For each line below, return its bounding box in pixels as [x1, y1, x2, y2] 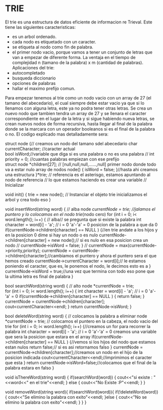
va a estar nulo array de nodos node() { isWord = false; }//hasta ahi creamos [5, 166, 158, 172]
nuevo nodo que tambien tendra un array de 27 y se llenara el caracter [5, 110, 147, 116]
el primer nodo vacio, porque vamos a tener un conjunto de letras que [12, 49, 153, 55]
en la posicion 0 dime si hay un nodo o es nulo [5, 232, 98, 238]
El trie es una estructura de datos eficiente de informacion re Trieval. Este [5, 19, 152, 25]
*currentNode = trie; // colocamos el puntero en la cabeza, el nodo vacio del [5, 318, 158, 324]
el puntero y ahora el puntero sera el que [74, 253, 157, 258]
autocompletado [12, 70, 45, 76]
